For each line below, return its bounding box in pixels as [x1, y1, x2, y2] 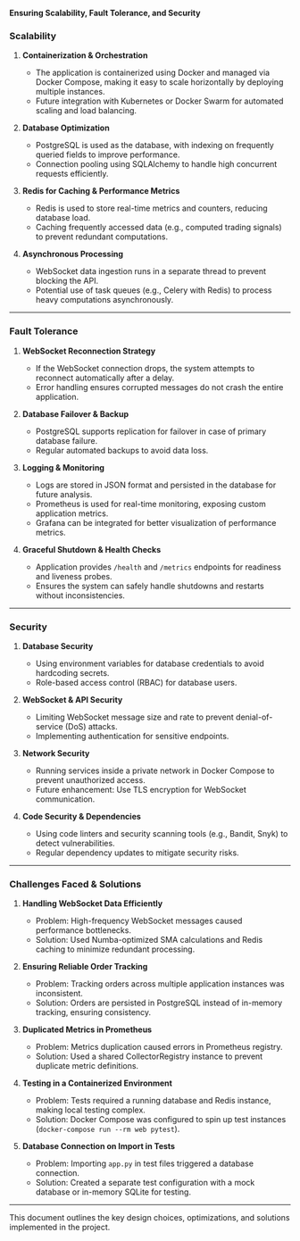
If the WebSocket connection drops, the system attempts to [35, 362, 255, 373]
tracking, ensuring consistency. [35, 1007, 152, 1018]
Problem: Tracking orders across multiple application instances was [35, 979, 285, 989]
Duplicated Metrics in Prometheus [21, 1024, 153, 1035]
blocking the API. [35, 276, 99, 287]
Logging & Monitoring [21, 462, 105, 472]
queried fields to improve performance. [35, 149, 180, 160]
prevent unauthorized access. [35, 774, 146, 785]
